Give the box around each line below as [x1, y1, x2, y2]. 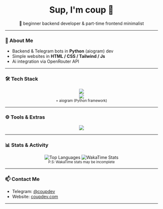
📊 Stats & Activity [5, 141, 49, 148]
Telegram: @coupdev [12, 189, 55, 194]
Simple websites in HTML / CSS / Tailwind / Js [12, 53, 105, 59]
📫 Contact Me [5, 176, 40, 183]
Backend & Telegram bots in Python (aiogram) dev [12, 48, 114, 54]
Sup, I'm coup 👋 [49, 4, 114, 16]
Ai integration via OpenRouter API [12, 58, 79, 65]
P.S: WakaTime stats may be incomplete [48, 160, 115, 165]
